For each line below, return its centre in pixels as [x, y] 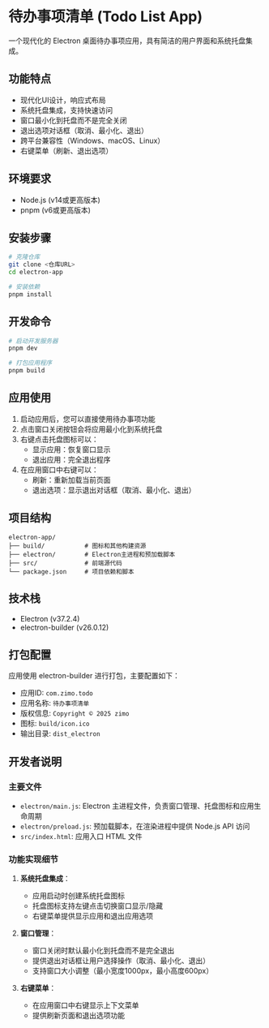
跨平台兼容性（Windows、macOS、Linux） [92, 140]
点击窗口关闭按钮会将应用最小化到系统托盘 [91, 429]
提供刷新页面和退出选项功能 [79, 1016]
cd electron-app [36, 273]
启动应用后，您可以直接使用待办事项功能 [88, 419]
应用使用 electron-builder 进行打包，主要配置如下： [94, 676]
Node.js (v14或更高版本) [60, 200]
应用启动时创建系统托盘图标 [79, 896]
